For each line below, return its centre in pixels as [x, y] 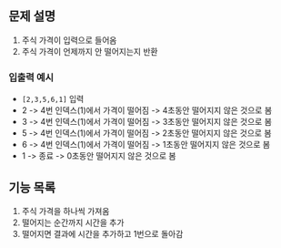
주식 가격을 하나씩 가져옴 [65, 211]
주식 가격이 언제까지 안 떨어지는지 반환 [90, 51]
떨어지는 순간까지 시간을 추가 [73, 222]
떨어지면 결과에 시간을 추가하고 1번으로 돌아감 [102, 233]
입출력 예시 [31, 77]
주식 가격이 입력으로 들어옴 [69, 40]
